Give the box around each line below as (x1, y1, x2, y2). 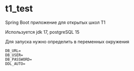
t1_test (5, 3, 33, 14)
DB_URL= (5, 48, 21, 53)
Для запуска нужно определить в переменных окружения (5, 38, 130, 45)
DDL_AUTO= (5, 61, 26, 66)
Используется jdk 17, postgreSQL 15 (5, 29, 80, 35)
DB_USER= (5, 53, 23, 58)
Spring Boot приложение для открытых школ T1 (5, 19, 106, 25)
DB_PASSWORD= (5, 57, 32, 62)
